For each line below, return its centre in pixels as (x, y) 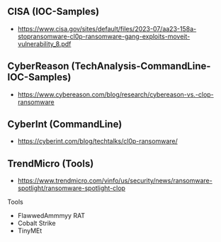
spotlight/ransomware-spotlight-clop (72, 188)
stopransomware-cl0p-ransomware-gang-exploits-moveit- (104, 36)
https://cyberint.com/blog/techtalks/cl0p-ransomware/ (98, 141)
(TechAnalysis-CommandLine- (141, 66)
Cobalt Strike (36, 224)
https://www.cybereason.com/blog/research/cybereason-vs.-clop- (115, 94)
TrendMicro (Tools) (51, 164)
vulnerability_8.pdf (44, 44)
